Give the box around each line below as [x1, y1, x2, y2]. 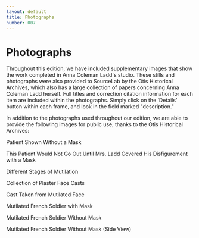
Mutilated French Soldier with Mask [6, 203, 94, 210]
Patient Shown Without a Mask [6, 139, 82, 146]
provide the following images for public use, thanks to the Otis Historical [6, 121, 184, 128]
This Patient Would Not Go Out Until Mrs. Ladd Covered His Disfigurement [6, 150, 188, 158]
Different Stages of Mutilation [6, 168, 79, 176]
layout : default [6, 8, 46, 15]
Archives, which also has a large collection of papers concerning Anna [6, 84, 180, 91]
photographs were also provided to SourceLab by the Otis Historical [6, 78, 173, 85]
